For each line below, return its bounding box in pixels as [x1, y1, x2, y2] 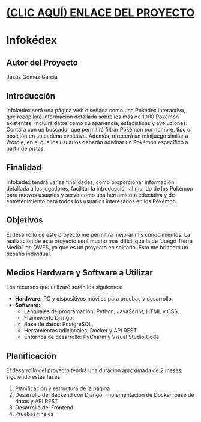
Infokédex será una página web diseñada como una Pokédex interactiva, [6, 107, 186, 114]
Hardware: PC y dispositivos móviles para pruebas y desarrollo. [14, 295, 173, 302]
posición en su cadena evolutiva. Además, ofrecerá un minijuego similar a [6, 132, 188, 139]
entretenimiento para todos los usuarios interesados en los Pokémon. [6, 197, 178, 204]
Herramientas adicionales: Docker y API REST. [23, 327, 139, 334]
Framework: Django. [23, 314, 74, 322]
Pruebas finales [14, 411, 54, 418]
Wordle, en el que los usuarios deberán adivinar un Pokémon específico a [6, 139, 188, 145]
